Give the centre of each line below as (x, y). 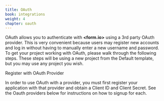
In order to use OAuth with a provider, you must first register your (71, 83)
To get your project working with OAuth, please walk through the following (81, 53)
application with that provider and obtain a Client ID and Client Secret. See (81, 88)
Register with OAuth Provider (35, 73)
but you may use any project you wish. (44, 64)
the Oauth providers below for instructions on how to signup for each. (76, 93)
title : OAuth (19, 10)
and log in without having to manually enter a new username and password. (82, 48)
